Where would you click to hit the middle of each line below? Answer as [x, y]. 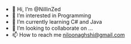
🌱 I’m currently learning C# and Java [57, 22]
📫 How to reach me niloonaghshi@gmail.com [68, 35]
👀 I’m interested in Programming [51, 15]
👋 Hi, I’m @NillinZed [36, 9]
